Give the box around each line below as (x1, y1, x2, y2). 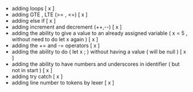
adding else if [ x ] (11, 17, 56, 24)
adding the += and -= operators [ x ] (11, 42, 100, 49)
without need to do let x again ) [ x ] (11, 36, 98, 43)
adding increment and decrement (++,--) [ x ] (11, 23, 122, 30)
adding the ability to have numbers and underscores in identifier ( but (11, 61, 180, 68)
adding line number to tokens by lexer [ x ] (11, 79, 115, 86)
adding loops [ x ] (11, 5, 55, 12)
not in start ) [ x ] (11, 67, 53, 73)
